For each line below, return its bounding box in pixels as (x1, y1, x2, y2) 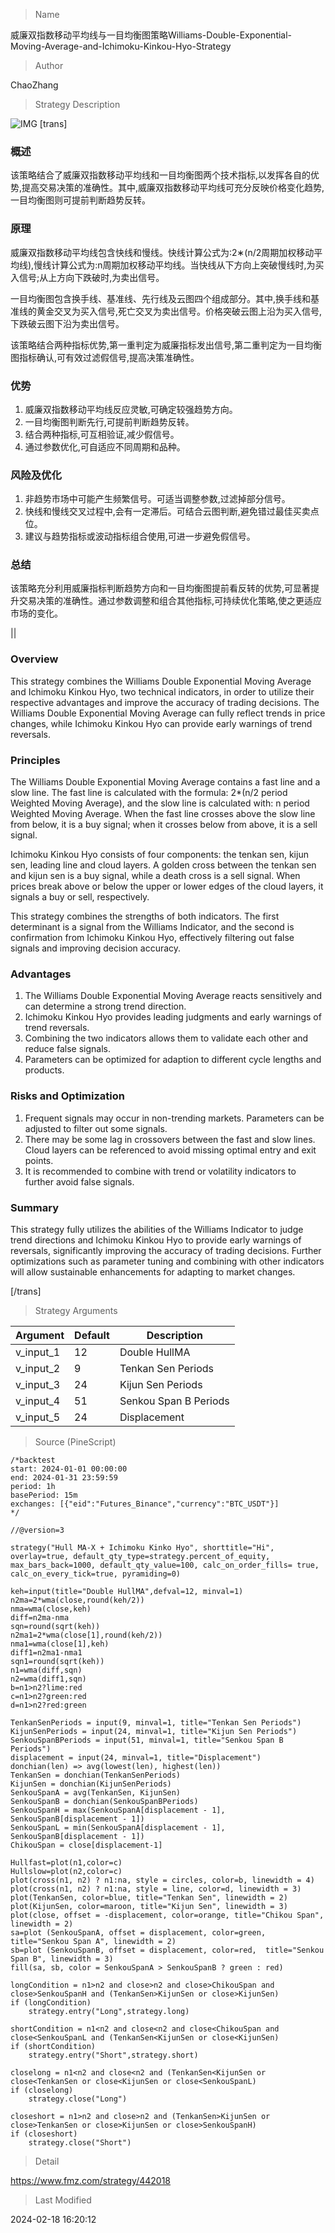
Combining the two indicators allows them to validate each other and (24, 1032, 309, 1044)
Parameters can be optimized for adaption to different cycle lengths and (24, 1054, 322, 1066)
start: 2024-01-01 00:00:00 (10, 1464, 128, 1474)
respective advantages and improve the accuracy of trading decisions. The (10, 696, 320, 708)
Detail (34, 2155, 60, 2167)
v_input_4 (15, 1394, 61, 1408)
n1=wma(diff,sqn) (10, 1665, 83, 1675)
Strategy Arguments (34, 1304, 118, 1316)
